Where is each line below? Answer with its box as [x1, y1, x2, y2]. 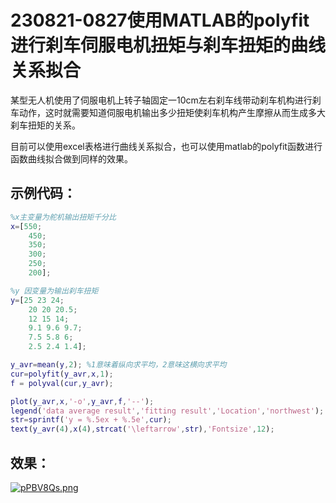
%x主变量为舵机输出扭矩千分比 [10, 212, 117, 222]
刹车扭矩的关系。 [10, 119, 81, 131]
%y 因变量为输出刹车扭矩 [10, 286, 99, 296]
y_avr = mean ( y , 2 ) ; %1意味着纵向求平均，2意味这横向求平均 [10, 360, 227, 370]
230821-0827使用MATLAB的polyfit [10, 9, 310, 32]
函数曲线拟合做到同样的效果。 [10, 152, 133, 165]
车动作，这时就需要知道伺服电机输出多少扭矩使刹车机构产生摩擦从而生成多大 [10, 106, 326, 118]
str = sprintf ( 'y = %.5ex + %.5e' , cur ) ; [10, 415, 172, 425]
